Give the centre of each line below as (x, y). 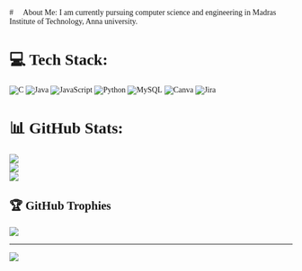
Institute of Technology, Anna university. (73, 22)
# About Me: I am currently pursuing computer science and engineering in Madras (143, 13)
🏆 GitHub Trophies (60, 206)
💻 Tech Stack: (58, 60)
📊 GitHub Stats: (67, 128)
